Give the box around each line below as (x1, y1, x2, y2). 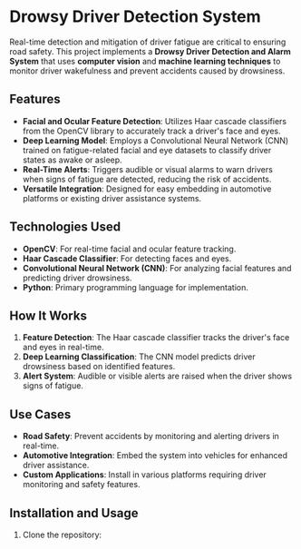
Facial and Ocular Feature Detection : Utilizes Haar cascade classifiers (22, 115, 287, 126)
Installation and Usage (9, 505, 139, 521)
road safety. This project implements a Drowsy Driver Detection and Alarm (9, 45, 292, 56)
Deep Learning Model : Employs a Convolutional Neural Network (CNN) (22, 134, 289, 146)
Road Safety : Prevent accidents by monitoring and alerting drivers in (22, 431, 279, 442)
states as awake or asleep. (22, 154, 122, 165)
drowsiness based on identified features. (22, 361, 176, 372)
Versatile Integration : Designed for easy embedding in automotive (22, 183, 272, 194)
